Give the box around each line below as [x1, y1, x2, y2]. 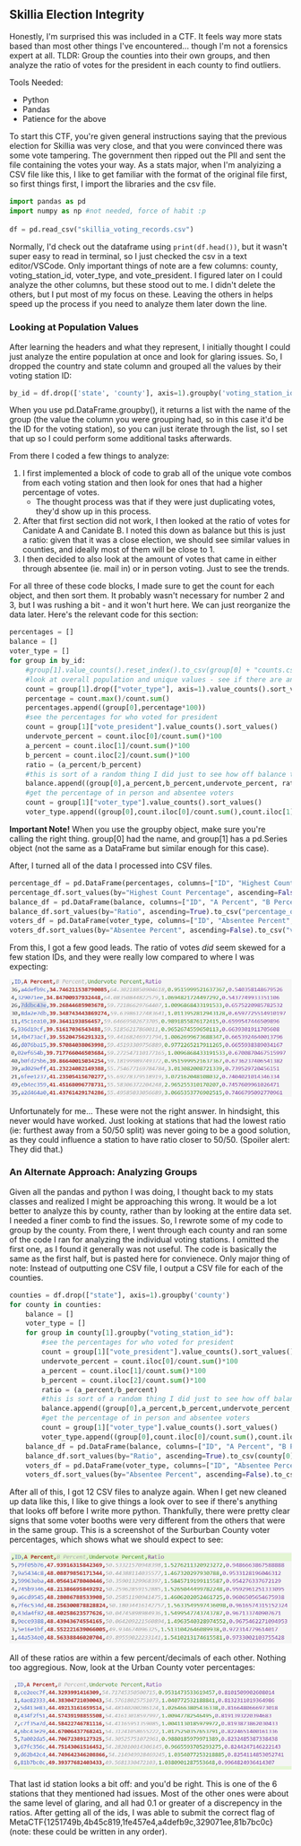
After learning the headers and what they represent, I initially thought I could [9, 341, 291, 353]
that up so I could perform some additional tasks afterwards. [9, 433, 233, 444]
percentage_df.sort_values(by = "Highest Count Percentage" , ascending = [9, 888, 279, 897]
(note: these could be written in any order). [9, 1825, 168, 1837]
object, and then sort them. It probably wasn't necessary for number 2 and [9, 590, 285, 601]
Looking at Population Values [9, 321, 139, 334]
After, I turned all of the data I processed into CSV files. [9, 860, 213, 871]
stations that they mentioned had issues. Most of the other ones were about [9, 1788, 289, 1798]
